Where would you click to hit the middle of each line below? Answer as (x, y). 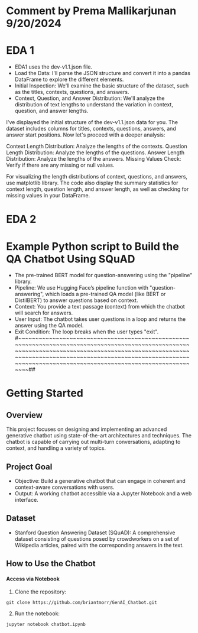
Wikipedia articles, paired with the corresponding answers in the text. (99, 545)
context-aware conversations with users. (64, 487)
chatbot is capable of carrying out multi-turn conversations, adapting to (93, 442)
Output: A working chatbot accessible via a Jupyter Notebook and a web (103, 494)
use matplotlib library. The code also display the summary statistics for (92, 183)
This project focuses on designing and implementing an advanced (87, 429)
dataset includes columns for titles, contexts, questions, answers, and (91, 129)
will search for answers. (44, 313)
